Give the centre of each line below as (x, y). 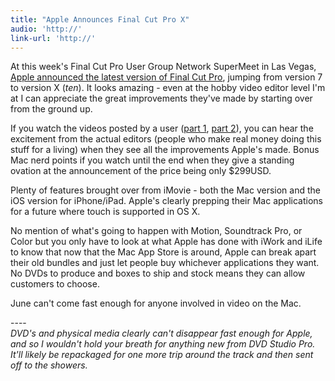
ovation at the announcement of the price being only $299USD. (141, 171)
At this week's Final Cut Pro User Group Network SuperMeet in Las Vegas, (163, 67)
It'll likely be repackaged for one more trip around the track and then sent (162, 355)
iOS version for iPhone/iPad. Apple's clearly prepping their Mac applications (166, 201)
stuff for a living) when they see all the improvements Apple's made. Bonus (165, 150)
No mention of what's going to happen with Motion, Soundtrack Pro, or (156, 231)
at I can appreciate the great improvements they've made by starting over (161, 98)
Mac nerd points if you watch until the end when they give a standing (152, 160)
